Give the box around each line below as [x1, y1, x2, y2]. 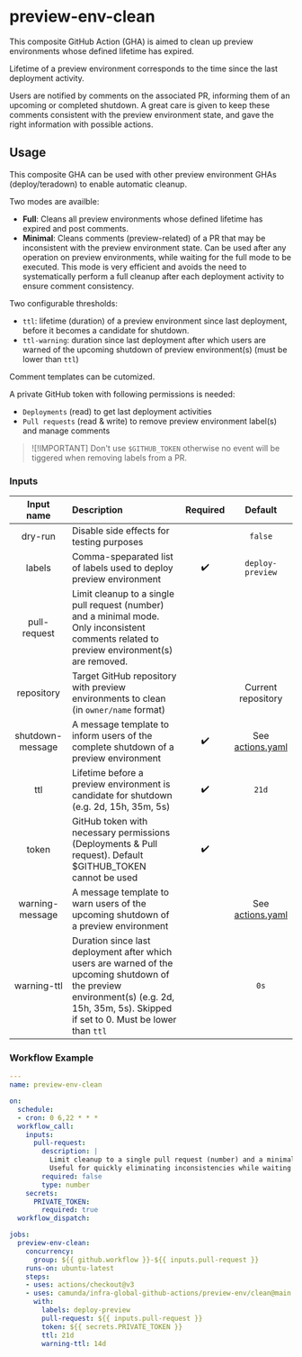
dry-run [21, 530, 56, 542]
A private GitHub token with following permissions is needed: [9, 388, 235, 399]
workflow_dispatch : [17, 1214, 91, 1223]
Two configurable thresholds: [9, 297, 119, 308]
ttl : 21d [41, 1331, 75, 1340]
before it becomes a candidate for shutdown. [22, 324, 190, 335]
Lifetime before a [71, 767, 144, 779]
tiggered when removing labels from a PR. [31, 452, 187, 463]
